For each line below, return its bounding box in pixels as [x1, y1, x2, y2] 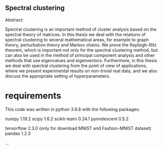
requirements [5, 90, 61, 101]
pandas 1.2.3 [5, 130, 31, 136]
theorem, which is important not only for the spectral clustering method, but [5, 47, 158, 53]
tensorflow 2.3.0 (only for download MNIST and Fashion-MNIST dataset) [5, 125, 152, 131]
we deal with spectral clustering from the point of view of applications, [5, 63, 147, 68]
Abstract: [5, 17, 23, 22]
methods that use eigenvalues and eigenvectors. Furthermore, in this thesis [5, 57, 158, 63]
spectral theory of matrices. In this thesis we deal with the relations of [5, 31, 146, 37]
